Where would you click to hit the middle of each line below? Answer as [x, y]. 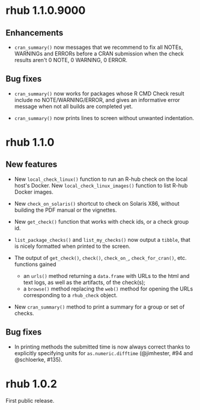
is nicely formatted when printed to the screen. [72, 246]
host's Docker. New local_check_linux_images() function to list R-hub [101, 185]
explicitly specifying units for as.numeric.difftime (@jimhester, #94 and [104, 353]
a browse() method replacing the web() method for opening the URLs [108, 289]
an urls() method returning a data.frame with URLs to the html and [106, 276]
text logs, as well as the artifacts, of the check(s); [84, 282]
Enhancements [35, 33]
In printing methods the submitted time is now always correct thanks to [102, 347]
